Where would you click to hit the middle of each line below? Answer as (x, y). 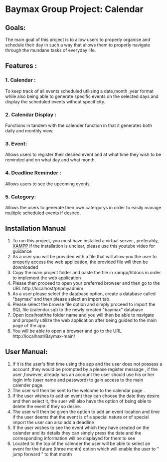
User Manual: (26, 352)
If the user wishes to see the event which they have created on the (81, 428)
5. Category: (21, 197)
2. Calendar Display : (31, 114)
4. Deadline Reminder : (33, 173)
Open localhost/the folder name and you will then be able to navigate (83, 315)
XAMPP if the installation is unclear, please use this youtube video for (84, 246)
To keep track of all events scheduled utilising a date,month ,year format (79, 91)
